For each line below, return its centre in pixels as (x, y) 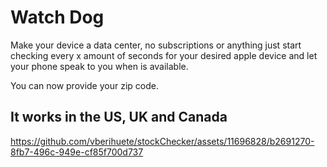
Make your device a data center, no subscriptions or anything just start (156, 45)
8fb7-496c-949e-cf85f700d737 (77, 152)
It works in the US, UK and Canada (119, 117)
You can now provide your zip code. (84, 85)
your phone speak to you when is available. (99, 66)
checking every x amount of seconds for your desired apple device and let (164, 55)
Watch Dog (57, 17)
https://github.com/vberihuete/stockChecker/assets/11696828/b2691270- (162, 141)
